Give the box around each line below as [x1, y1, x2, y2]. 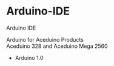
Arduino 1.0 [15, 54, 44, 61]
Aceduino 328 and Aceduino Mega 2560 [6, 42, 108, 50]
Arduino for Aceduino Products [6, 36, 84, 43]
